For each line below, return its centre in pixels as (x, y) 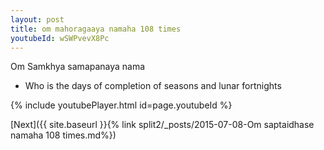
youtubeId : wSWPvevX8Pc (60, 38)
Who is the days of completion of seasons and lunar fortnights (153, 86)
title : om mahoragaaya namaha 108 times (96, 29)
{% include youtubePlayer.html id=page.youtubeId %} (121, 105)
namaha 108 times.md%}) (63, 135)
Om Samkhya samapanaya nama (78, 67)
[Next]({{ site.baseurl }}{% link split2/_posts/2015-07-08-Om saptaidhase (162, 125)
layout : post (37, 19)
